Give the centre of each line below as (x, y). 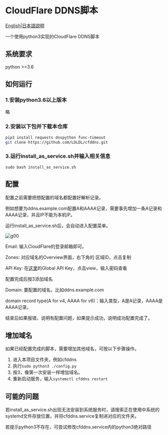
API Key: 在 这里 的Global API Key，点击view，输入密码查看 (66, 268)
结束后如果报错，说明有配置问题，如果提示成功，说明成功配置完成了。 (79, 318)
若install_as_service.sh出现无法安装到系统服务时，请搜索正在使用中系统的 (82, 410)
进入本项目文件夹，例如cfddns (45, 360)
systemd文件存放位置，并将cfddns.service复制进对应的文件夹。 (72, 416)
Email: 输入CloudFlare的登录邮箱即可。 (46, 246)
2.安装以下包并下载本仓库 (36, 127)
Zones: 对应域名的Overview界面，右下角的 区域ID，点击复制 (68, 257)
